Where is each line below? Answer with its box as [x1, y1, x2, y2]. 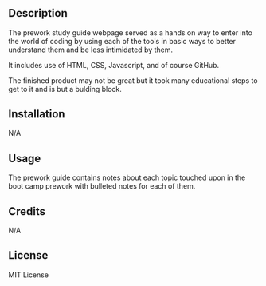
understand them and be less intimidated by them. [8, 45, 174, 54]
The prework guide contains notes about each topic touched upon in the [8, 173, 246, 182]
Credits [8, 205, 46, 218]
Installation [8, 107, 65, 121]
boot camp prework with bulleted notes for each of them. [8, 181, 196, 191]
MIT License [8, 270, 49, 280]
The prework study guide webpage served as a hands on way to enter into [8, 27, 253, 38]
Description [8, 6, 68, 20]
